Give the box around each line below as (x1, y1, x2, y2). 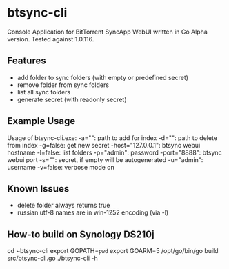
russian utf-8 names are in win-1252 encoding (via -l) (17, 208, 169, 217)
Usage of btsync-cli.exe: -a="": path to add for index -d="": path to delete (7, 133, 217, 142)
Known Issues (7, 183, 70, 195)
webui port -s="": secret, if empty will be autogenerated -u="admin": (7, 155, 203, 163)
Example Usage (7, 115, 76, 127)
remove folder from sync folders (17, 81, 109, 89)
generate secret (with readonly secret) (17, 95, 127, 103)
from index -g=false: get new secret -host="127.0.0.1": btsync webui (7, 141, 201, 149)
